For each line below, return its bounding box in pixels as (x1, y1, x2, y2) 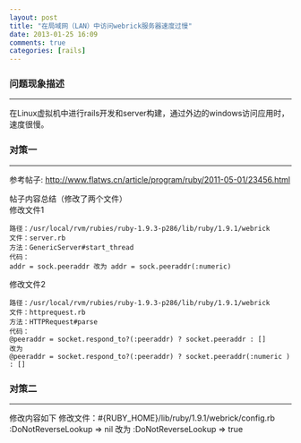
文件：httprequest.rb (9, 308, 86, 317)
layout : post (9, 13, 58, 22)
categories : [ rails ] (9, 47, 87, 55)
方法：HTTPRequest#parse (9, 317, 99, 327)
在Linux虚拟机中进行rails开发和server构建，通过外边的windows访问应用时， (9, 108, 289, 119)
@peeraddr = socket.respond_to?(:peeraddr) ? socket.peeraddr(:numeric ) (9, 352, 291, 361)
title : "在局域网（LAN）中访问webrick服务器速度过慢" (9, 21, 193, 30)
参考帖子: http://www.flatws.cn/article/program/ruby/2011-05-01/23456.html (9, 174, 291, 184)
